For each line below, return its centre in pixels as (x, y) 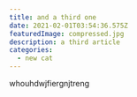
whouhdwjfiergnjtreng (49, 83)
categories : (31, 50)
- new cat (35, 58)
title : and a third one (53, 17)
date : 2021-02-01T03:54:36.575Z (68, 26)
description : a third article (65, 42)
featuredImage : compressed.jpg (67, 34)
